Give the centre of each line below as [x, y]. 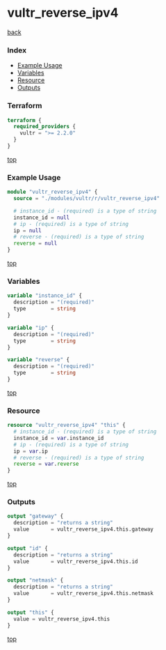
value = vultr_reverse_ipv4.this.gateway [84, 529]
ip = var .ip [31, 451]
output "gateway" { [35, 516]
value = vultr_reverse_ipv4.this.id [76, 561]
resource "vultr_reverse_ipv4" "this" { [67, 425]
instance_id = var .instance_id [59, 438]
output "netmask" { [35, 580]
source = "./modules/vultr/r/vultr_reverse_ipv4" [86, 199]
